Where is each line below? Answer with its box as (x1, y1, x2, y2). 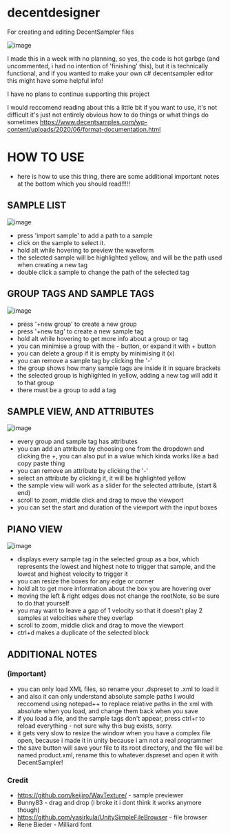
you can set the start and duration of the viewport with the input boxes (17, 503, 218, 512)
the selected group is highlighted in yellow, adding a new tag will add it (17, 371, 218, 379)
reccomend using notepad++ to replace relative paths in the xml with (17, 699, 213, 708)
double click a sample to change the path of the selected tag (17, 268, 189, 276)
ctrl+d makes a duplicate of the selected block (17, 628, 149, 637)
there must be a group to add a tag (17, 385, 116, 394)
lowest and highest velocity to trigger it (17, 570, 129, 578)
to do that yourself (17, 599, 70, 608)
